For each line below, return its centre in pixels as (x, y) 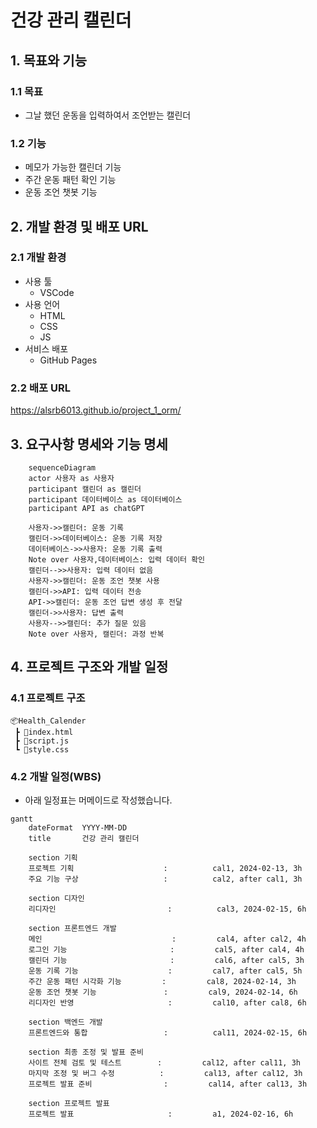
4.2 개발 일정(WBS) (56, 776)
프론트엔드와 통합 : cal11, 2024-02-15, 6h (168, 1032)
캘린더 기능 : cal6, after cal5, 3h (166, 960)
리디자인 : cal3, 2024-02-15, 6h (167, 909)
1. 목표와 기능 (48, 60)
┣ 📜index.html (44, 732)
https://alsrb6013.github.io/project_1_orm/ (96, 410)
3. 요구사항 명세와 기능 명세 (89, 444)
